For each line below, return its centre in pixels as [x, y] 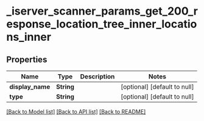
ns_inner [29, 37]
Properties [27, 59]
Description [97, 76]
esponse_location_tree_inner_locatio [102, 24]
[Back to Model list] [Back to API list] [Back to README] [76, 112]
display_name [30, 87]
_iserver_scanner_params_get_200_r [102, 11]
